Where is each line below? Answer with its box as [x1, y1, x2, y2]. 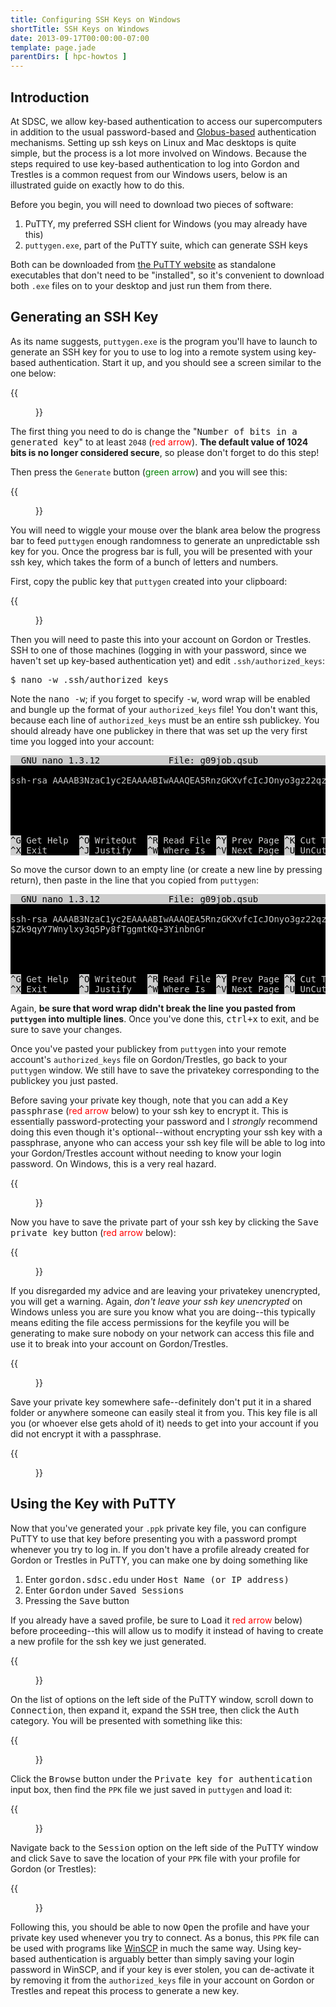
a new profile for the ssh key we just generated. [10, 1635, 207, 1647]
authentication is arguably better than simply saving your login [38, 1952, 295, 1965]
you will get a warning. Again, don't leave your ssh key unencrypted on [10, 1295, 303, 1307]
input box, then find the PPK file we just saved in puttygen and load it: [10, 1783, 293, 1795]
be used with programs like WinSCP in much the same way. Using [10, 1942, 282, 1954]
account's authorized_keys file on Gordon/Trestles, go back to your [10, 1053, 288, 1065]
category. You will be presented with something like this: [10, 1714, 243, 1726]
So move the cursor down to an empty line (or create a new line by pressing [10, 863, 323, 875]
